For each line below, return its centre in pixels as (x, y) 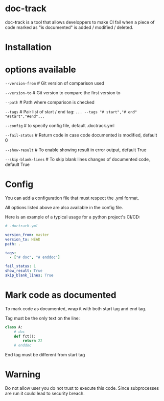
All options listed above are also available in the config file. (64, 207)
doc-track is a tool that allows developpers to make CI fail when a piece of (80, 22)
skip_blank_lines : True (29, 275)
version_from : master (27, 235)
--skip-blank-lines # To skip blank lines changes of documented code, (78, 160)
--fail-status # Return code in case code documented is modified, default (81, 135)
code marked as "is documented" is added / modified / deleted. (69, 27)
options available (41, 70)
